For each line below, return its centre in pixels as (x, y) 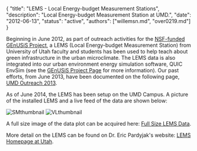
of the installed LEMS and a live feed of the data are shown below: (87, 101)
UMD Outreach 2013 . (32, 83)
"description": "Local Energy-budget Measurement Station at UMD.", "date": (98, 15)
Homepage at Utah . (30, 141)
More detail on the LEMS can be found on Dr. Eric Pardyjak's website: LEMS (98, 135)
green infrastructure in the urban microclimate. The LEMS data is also (91, 58)
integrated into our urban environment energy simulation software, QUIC (94, 64)
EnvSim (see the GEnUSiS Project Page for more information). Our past (93, 70)
